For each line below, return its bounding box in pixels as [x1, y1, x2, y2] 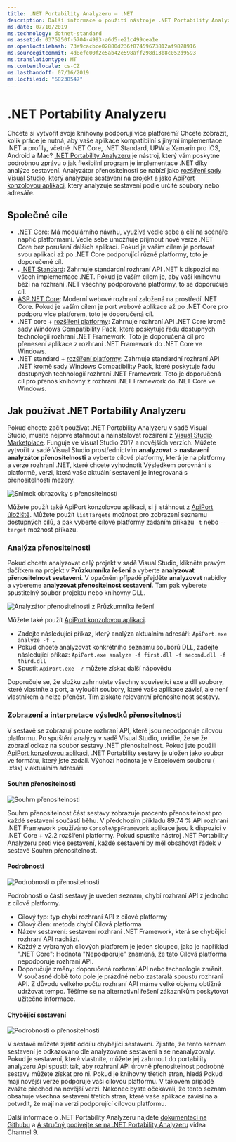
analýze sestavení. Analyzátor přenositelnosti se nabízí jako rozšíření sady [7, 166, 222, 175]
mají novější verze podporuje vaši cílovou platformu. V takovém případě [7, 1077, 214, 1086]
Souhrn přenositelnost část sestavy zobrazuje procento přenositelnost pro [7, 808, 223, 817]
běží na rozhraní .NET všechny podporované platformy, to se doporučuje [17, 280, 228, 289]
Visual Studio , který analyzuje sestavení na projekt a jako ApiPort [7, 173, 195, 183]
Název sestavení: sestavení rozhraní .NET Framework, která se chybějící [17, 927, 227, 936]
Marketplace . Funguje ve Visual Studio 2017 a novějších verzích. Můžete [7, 438, 216, 447]
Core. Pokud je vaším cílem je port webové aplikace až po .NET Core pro [17, 303, 228, 311]
